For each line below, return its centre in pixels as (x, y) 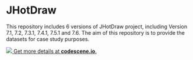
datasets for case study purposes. (48, 39)
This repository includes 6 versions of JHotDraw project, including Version (97, 26)
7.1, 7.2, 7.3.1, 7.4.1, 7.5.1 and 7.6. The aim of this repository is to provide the (95, 32)
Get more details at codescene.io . (55, 51)
